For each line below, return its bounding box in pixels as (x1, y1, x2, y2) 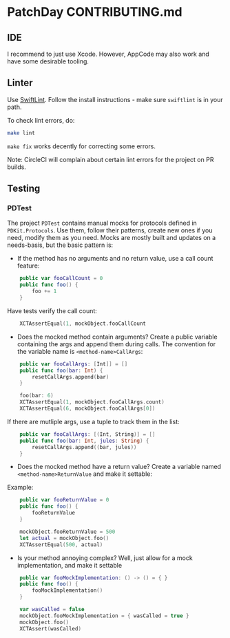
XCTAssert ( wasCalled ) (19, 625, 81, 632)
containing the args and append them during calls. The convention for (17, 339, 216, 348)
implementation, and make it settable (17, 561, 123, 569)
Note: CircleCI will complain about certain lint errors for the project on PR (7, 155, 214, 163)
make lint (7, 129, 36, 137)
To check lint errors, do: (7, 116, 75, 124)
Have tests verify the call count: (7, 306, 98, 315)
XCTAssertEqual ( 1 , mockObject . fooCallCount (19, 320, 147, 327)
